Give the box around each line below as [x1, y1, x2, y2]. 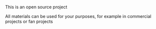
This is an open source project [5, 4, 68, 10]
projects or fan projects [5, 19, 53, 24]
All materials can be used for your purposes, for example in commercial [5, 14, 152, 19]
